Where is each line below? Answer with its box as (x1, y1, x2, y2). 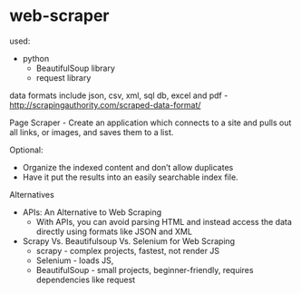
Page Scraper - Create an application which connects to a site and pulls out (9, 117, 292, 128)
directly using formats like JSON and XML (35, 226, 193, 237)
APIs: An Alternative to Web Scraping (22, 206, 161, 218)
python (22, 53, 50, 64)
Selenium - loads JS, (35, 255, 114, 266)
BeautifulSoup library (35, 63, 116, 73)
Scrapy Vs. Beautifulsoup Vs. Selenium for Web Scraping (22, 235, 236, 246)
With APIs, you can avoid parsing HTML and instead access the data (35, 216, 293, 227)
